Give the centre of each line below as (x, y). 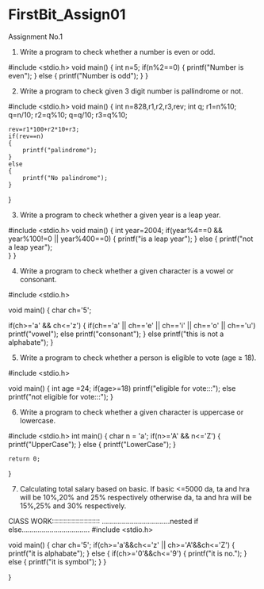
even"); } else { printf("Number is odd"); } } (78, 75)
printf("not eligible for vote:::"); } (61, 396)
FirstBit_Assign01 (67, 15)
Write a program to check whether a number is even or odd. (117, 52)
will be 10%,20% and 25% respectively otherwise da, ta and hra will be (136, 497)
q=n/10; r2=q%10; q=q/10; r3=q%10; (68, 115)
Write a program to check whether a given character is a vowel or (126, 270)
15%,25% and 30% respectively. (73, 506)
